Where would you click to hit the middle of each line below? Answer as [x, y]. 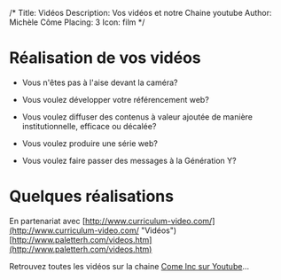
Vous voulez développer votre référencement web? [116, 99]
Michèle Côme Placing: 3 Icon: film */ [77, 22]
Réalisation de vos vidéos [105, 58]
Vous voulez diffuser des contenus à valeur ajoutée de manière [137, 117]
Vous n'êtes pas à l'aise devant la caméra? [100, 82]
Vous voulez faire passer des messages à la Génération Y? [129, 160]
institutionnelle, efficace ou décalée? [89, 126]
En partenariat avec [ [47, 221]
